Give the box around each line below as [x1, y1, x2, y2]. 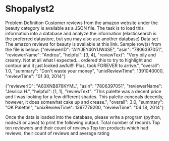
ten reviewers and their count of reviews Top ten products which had [5, 124, 149, 131]
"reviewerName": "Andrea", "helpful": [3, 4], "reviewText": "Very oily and [5, 51, 156, 58]
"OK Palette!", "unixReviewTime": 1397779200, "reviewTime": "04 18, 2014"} [5, 104, 164, 110]
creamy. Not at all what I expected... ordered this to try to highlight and [5, 57, 152, 63]
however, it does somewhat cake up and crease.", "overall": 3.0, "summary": [5, 99, 164, 105]
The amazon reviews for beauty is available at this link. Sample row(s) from [5, 41, 161, 47]
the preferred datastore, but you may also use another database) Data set [5, 36, 158, 42]
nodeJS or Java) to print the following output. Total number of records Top [5, 119, 160, 125]
